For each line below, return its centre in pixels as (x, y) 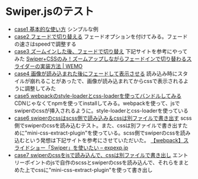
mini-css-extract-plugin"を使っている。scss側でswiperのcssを (104, 133)
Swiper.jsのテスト (50, 12)
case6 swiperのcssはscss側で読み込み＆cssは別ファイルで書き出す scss (103, 118)
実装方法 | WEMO (61, 66)
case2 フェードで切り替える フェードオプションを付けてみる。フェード (101, 36)
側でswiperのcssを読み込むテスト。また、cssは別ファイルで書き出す (98, 125)
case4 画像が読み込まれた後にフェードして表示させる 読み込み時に (96, 73)
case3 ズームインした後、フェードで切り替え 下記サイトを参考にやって (101, 51)
